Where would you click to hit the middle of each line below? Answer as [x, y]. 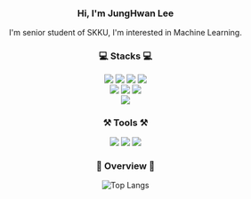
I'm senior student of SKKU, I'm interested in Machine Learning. [125, 33]
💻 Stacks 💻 [125, 56]
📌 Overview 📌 [125, 165]
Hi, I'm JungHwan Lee [125, 13]
